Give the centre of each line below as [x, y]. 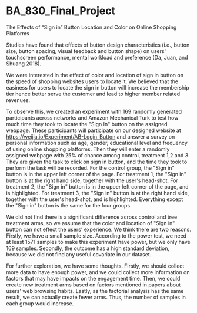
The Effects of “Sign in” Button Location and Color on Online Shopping [91, 27]
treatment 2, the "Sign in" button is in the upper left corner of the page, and [98, 186]
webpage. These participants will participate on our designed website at [94, 130]
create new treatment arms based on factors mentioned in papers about [94, 285]
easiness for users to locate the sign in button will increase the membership [98, 87]
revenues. [18, 100]
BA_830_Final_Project [61, 11]
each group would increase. [40, 303]
